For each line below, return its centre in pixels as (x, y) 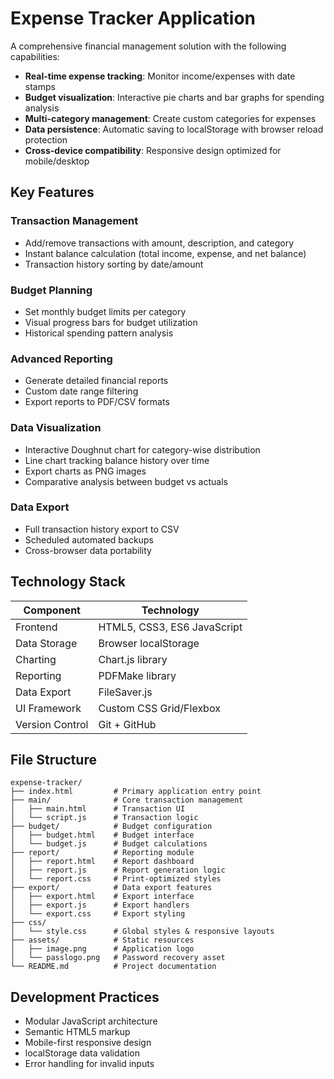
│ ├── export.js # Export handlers (100, 905)
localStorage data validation (82, 1053)
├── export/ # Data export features (111, 888)
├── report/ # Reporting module (102, 853)
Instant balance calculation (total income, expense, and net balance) (165, 253)
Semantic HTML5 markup (77, 1032)
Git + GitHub (127, 724)
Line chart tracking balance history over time (117, 460)
